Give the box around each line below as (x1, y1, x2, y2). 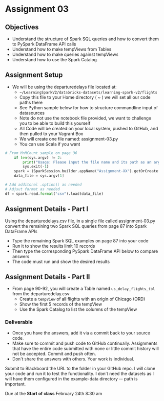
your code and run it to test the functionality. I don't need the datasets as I (5, 371, 154, 377)
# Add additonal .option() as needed (5, 182, 82, 187)
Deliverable (5, 319, 33, 326)
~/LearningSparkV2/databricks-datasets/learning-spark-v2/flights (19, 90, 158, 95)
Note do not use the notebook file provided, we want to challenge (19, 115, 151, 121)
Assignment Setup (5, 71, 63, 79)
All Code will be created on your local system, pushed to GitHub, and (19, 125, 158, 131)
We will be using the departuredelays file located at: (12, 84, 117, 90)
